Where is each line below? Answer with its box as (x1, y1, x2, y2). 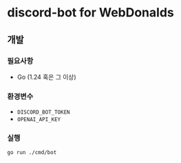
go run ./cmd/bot (7, 149, 57, 156)
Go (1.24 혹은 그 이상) (17, 73, 77, 81)
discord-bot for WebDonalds (7, 5, 174, 21)
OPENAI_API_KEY (17, 116, 61, 123)
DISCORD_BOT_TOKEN (17, 109, 70, 116)
